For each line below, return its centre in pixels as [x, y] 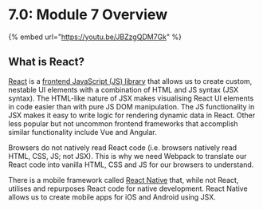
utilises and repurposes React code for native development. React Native [128, 188]
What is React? [47, 62]
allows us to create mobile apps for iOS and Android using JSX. [112, 196]
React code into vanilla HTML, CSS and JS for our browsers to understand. [131, 164]
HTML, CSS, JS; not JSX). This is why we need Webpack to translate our [128, 156]
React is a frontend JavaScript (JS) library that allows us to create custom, [130, 81]
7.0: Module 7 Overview [88, 15]
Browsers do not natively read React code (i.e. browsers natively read [123, 147]
